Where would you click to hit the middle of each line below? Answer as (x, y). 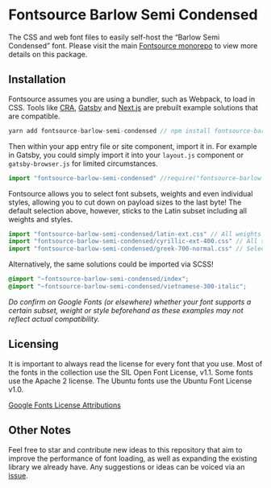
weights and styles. (41, 219)
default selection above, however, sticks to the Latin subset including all (128, 210)
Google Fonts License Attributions (65, 405)
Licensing (33, 344)
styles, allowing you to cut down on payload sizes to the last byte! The (125, 202)
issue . (18, 475)
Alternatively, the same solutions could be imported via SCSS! (111, 264)
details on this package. (48, 54)
